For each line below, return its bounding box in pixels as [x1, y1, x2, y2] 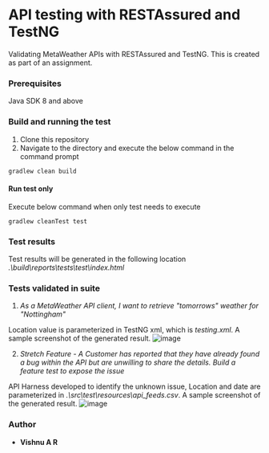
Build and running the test [8, 116, 111, 128]
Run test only [8, 184, 54, 194]
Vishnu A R [19, 437, 58, 447]
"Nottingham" [19, 309, 66, 319]
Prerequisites [8, 78, 62, 89]
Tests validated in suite [8, 283, 100, 294]
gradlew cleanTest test [8, 217, 88, 226]
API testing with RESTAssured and [8, 6, 241, 24]
